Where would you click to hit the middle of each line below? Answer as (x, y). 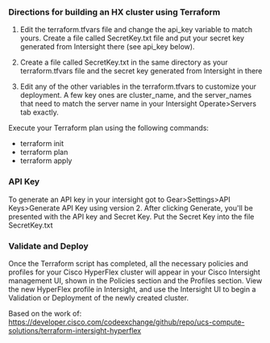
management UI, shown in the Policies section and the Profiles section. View (135, 280)
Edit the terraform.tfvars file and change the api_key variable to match (136, 30)
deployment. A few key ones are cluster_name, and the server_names (136, 95)
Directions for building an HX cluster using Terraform (114, 12)
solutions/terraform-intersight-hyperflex (75, 330)
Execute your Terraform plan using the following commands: (109, 128)
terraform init (42, 144)
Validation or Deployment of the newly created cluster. (99, 298)
